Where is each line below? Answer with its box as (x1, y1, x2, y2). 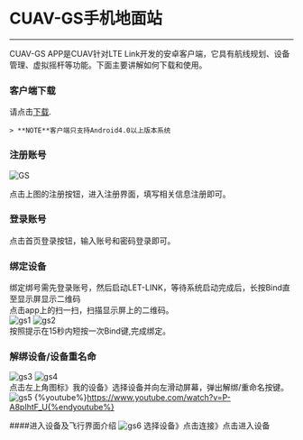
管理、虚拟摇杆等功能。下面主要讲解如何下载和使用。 (9, 60, 207, 70)
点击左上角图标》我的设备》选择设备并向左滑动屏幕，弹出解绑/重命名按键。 (9, 382, 289, 393)
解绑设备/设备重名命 (9, 351, 96, 363)
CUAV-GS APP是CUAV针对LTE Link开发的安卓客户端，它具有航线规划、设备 (9, 48, 290, 59)
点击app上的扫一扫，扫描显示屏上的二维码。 (9, 305, 174, 316)
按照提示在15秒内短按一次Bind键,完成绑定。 (9, 325, 171, 336)
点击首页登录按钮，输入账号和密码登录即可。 (9, 235, 176, 246)
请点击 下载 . (9, 106, 52, 117)
